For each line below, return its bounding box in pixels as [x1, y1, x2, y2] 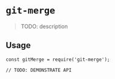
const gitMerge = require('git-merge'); [6, 57, 111, 63]
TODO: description [20, 22, 69, 30]
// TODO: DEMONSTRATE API [6, 67, 72, 73]
